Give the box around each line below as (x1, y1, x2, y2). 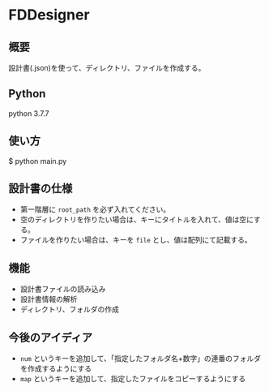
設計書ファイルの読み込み (19, 284, 106, 294)
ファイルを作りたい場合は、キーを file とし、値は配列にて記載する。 (19, 235, 253, 245)
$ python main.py (8, 156, 67, 165)
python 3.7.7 (8, 108, 49, 118)
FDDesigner (8, 6, 91, 24)
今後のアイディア (8, 330, 93, 344)
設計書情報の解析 (19, 294, 78, 304)
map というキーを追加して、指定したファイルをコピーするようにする (19, 374, 246, 384)
